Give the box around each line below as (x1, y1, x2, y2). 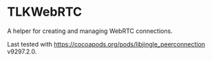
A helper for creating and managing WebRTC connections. (7, 27, 173, 35)
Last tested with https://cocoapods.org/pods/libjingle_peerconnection (7, 40, 205, 48)
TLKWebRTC (7, 4, 83, 20)
